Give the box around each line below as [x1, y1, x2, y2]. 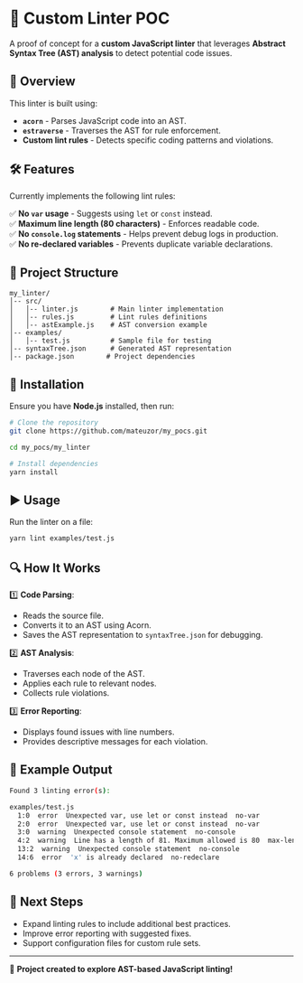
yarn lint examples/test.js [9, 534, 115, 543]
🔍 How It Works [9, 560, 101, 576]
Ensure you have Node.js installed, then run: [9, 401, 175, 412]
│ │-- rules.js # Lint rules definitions [9, 313, 207, 322]
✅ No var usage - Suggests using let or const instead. [9, 208, 214, 219]
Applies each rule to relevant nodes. [22, 678, 157, 689]
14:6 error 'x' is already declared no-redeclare [17, 853, 220, 862]
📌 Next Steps [9, 894, 84, 910]
